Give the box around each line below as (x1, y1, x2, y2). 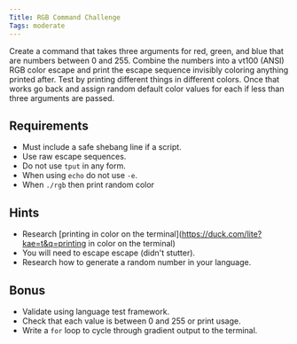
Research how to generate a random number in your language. (21, 257, 252, 268)
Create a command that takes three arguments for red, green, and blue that (9, 45, 284, 56)
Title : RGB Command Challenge (9, 12, 121, 22)
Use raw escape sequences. (21, 152, 127, 162)
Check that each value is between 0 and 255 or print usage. (21, 316, 241, 326)
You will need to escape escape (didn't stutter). (21, 247, 196, 258)
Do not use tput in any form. (21, 160, 127, 171)
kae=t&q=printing (21, 238, 87, 249)
